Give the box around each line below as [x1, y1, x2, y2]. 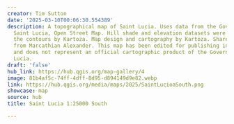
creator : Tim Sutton [7, 10, 68, 17]
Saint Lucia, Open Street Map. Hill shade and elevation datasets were [13, 29, 226, 37]
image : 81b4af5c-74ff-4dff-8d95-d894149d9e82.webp [7, 74, 157, 82]
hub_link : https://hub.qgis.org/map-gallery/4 [7, 68, 145, 75]
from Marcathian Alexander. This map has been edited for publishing [13, 42, 219, 49]
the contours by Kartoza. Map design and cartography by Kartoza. [13, 36, 210, 43]
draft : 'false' [7, 62, 52, 69]
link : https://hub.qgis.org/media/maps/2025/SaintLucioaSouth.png [7, 81, 204, 88]
